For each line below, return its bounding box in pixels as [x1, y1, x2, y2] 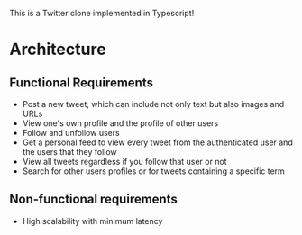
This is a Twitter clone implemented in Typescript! [9, 8, 195, 18]
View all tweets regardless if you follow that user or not [22, 157, 227, 167]
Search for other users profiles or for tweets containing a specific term [22, 166, 286, 176]
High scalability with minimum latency [22, 215, 163, 226]
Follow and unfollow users [22, 128, 120, 138]
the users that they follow [22, 147, 117, 157]
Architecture [9, 40, 106, 59]
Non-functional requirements [9, 192, 178, 207]
